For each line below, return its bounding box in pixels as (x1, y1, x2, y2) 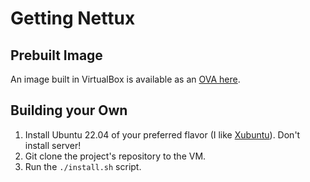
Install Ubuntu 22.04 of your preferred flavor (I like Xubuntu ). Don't (24, 128, 301, 141)
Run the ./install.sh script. (24, 160, 142, 172)
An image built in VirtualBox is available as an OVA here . (10, 73, 241, 85)
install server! (24, 139, 82, 151)
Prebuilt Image (10, 47, 103, 64)
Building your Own (10, 102, 128, 119)
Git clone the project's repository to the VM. (24, 150, 207, 162)
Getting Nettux (10, 7, 136, 30)
